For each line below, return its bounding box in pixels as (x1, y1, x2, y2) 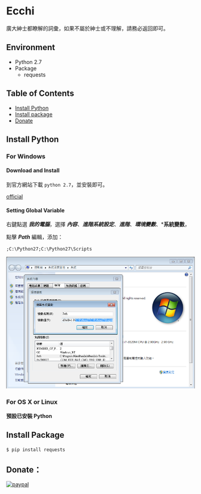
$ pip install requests (6, 447, 66, 453)
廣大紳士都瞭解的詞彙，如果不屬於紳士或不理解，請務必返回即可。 (6, 25, 169, 32)
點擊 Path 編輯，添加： (6, 233, 63, 240)
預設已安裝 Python (6, 412, 53, 419)
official (6, 193, 23, 200)
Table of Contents (6, 89, 75, 99)
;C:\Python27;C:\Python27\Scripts (6, 246, 93, 252)
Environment (6, 42, 56, 53)
